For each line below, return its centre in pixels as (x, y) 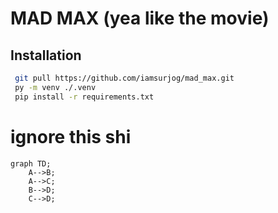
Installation (46, 55)
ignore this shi (71, 136)
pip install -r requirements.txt (84, 97)
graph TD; (31, 163)
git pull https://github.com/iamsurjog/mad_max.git (124, 78)
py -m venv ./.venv (55, 87)
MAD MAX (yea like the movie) (140, 18)
